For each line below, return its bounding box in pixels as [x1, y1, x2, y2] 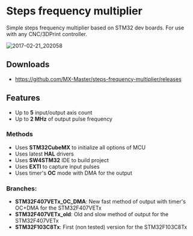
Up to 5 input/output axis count [14, 109, 93, 116]
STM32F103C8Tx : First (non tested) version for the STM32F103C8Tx [14, 223, 188, 231]
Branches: [6, 184, 37, 193]
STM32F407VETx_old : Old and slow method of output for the [14, 211, 169, 218]
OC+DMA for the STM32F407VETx [14, 204, 102, 211]
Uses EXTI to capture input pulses [14, 163, 100, 170]
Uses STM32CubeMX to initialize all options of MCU [14, 144, 146, 151]
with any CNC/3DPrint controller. [6, 30, 87, 37]
